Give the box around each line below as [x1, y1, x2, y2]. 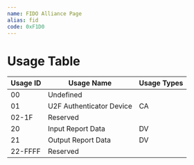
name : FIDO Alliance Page [7, 10, 82, 17]
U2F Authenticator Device [47, 102, 133, 111]
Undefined [47, 90, 82, 100]
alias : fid [7, 17, 39, 24]
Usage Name [68, 78, 112, 88]
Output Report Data [47, 135, 112, 145]
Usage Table [7, 53, 81, 69]
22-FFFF [10, 147, 41, 157]
